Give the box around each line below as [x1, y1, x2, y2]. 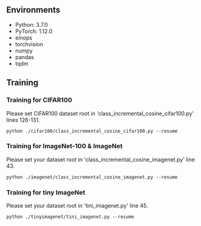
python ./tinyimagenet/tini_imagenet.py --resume [6, 214, 135, 220]
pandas [15, 53, 35, 60]
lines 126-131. [6, 116, 40, 124]
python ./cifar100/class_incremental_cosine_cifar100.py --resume [6, 128, 178, 134]
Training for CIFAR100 [6, 96, 72, 104]
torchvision [15, 40, 44, 48]
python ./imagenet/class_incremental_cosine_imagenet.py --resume [6, 174, 178, 180]
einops [15, 34, 32, 41]
